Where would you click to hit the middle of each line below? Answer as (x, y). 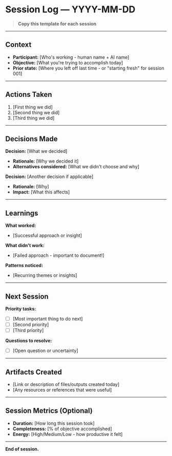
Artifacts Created (34, 372)
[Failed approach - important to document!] (59, 255)
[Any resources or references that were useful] (62, 390)
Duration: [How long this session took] (53, 423)
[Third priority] (28, 330)
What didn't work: (25, 245)
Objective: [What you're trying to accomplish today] (68, 62)
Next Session (27, 296)
